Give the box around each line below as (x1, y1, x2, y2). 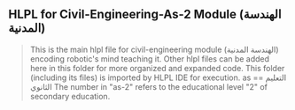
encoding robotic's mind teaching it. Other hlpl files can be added (29, 53, 270, 64)
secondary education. (29, 91, 111, 101)
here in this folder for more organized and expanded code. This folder (29, 62, 285, 73)
